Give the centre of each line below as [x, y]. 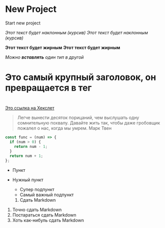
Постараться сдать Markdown [44, 215]
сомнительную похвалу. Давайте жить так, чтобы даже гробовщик [89, 123]
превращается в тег [48, 88]
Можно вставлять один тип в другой [44, 57]
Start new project [23, 23]
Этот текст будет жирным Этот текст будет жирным [63, 47]
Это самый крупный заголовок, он [81, 77]
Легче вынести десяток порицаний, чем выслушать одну [78, 117]
